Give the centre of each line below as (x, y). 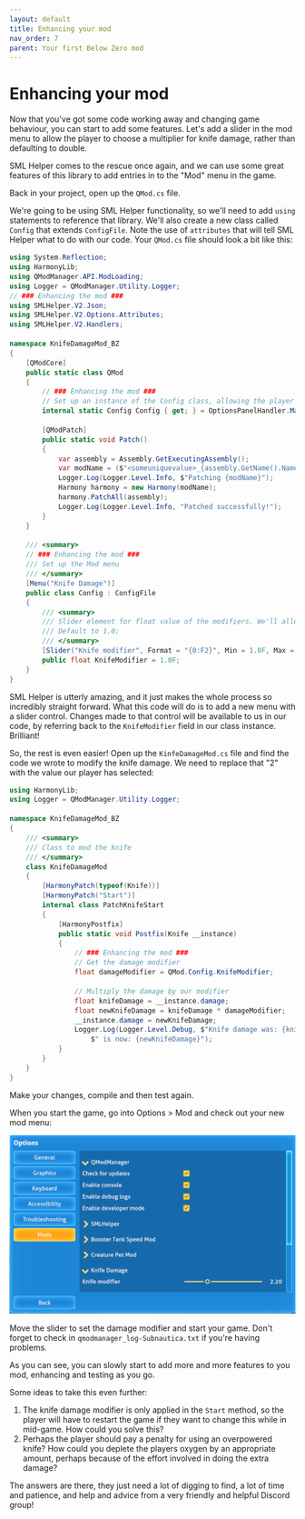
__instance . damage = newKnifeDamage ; (146, 1020)
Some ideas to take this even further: (79, 1393)
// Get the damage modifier (127, 963)
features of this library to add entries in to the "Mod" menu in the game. (143, 175)
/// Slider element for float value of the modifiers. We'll (160, 622)
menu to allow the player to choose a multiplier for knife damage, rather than (152, 139)
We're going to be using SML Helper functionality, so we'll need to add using (152, 211)
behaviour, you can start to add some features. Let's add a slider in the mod (151, 129)
